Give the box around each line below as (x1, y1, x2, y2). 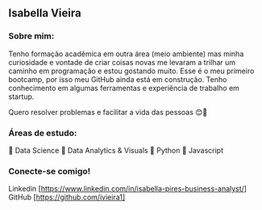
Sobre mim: (8, 31, 55, 42)
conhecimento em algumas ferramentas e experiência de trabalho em (8, 83, 240, 93)
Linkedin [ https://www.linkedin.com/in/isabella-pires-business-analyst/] (8, 184, 247, 194)
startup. (8, 92, 35, 101)
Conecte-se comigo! (8, 165, 91, 176)
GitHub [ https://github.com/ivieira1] (8, 192, 126, 202)
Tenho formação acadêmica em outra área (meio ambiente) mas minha (8, 48, 244, 59)
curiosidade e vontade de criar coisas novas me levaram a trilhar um (8, 57, 236, 67)
